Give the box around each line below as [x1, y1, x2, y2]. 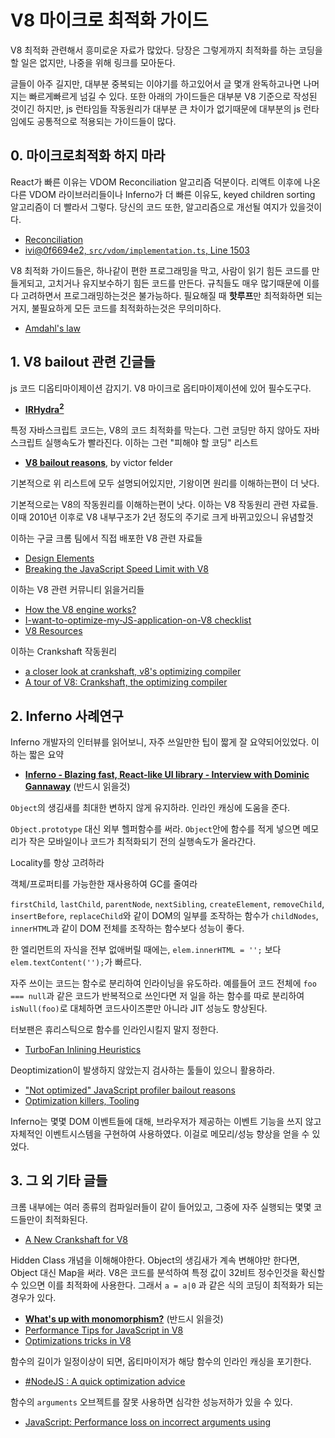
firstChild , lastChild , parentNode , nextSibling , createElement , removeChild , [10, 898, 325, 910]
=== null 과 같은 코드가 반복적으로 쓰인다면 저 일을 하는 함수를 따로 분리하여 [10, 990, 305, 1002]
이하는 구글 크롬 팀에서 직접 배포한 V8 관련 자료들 [10, 532, 203, 545]
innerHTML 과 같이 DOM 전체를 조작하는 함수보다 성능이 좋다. [10, 922, 245, 935]
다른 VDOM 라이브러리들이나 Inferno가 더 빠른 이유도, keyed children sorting [10, 188, 316, 200]
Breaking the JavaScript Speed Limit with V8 [24, 563, 209, 575]
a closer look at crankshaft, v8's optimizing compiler [24, 666, 242, 678]
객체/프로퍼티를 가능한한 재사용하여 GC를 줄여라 [10, 878, 198, 890]
